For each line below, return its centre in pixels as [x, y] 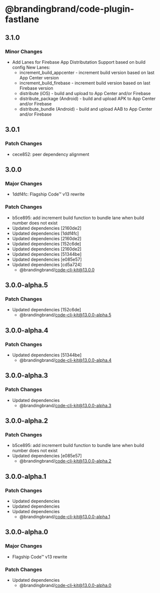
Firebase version [36, 88]
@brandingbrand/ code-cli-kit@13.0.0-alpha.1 [65, 517]
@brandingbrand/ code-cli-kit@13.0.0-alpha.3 [65, 405]
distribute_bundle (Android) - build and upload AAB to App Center [86, 109]
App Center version [39, 77]
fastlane [22, 19]
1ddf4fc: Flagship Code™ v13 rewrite [48, 194]
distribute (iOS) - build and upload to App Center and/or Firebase [85, 93]
